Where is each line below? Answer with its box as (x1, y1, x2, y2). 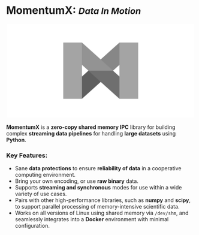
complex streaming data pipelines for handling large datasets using (6, 129, 176, 137)
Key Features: (6, 151, 48, 159)
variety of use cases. (14, 190, 67, 198)
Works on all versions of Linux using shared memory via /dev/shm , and (14, 209, 189, 216)
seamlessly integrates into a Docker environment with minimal (14, 216, 169, 223)
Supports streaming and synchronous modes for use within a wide (14, 184, 182, 191)
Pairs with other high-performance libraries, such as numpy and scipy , (14, 197, 191, 204)
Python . (6, 136, 26, 143)
